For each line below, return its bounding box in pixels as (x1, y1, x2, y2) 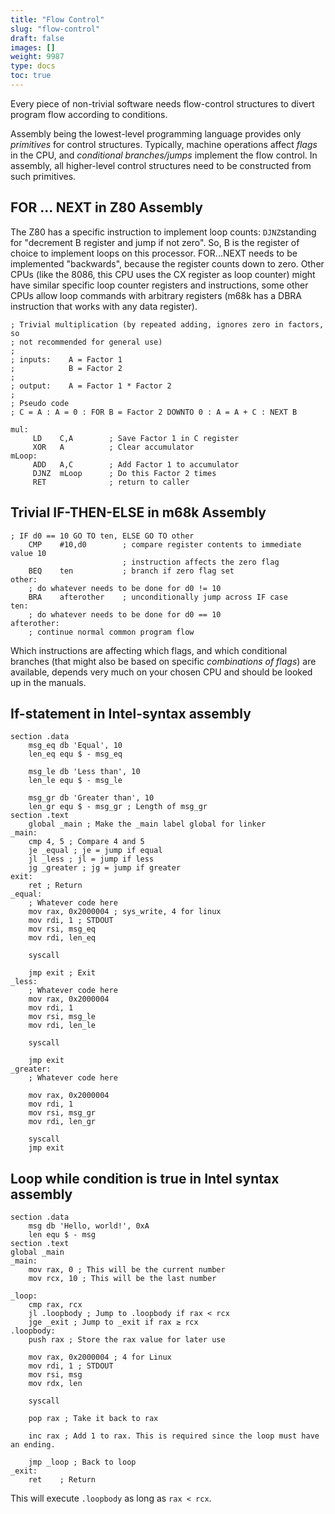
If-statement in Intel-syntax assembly (10, 705, 252, 722)
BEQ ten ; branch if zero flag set (28, 566, 235, 576)
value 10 (10, 548, 47, 558)
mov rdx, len (28, 1379, 83, 1389)
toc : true (10, 71, 52, 81)
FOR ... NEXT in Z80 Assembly (10, 199, 203, 216)
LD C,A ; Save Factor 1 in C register (32, 433, 240, 443)
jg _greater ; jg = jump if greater (28, 863, 182, 873)
